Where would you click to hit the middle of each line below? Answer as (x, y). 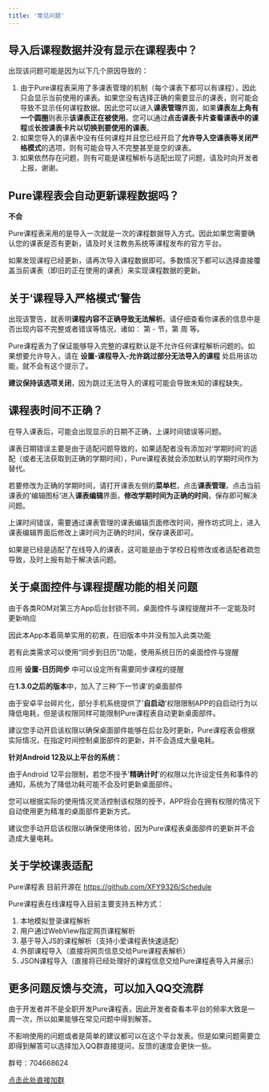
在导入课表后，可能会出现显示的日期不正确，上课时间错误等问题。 (117, 431)
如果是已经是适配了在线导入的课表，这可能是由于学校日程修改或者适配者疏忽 (134, 549)
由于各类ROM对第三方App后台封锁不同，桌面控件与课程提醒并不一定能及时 (132, 608)
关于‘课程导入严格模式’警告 (75, 298)
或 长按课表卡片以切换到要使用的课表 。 (90, 128)
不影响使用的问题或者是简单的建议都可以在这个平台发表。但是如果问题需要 (131, 1036)
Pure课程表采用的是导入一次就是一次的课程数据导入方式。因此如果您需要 (128, 234)
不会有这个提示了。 (61, 366)
